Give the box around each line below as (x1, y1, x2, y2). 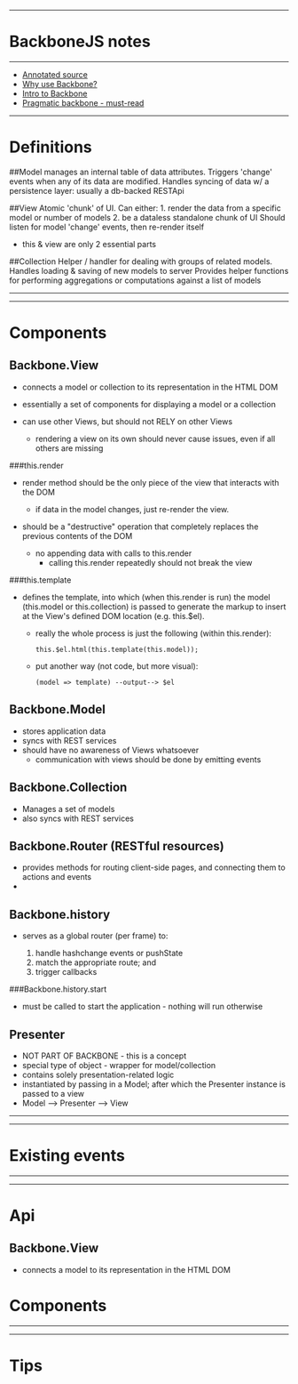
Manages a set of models (21, 803, 115, 814)
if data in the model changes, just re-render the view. (35, 503, 229, 514)
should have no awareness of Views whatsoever (21, 744, 200, 755)
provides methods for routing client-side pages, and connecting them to (21, 862, 286, 873)
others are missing (35, 442, 104, 454)
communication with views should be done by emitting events (35, 753, 262, 765)
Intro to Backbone (21, 88, 88, 99)
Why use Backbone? (21, 78, 98, 89)
